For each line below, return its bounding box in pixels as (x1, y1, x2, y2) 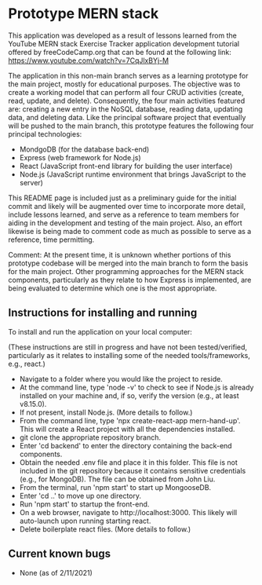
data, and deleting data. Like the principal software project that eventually (8, 112, 246, 122)
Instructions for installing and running (8, 306, 198, 320)
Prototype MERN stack (8, 5, 159, 23)
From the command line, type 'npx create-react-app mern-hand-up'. (19, 415, 241, 425)
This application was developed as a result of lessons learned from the (8, 31, 237, 40)
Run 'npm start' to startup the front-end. (19, 499, 150, 509)
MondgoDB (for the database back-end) (19, 144, 150, 154)
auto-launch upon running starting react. (19, 516, 151, 525)
